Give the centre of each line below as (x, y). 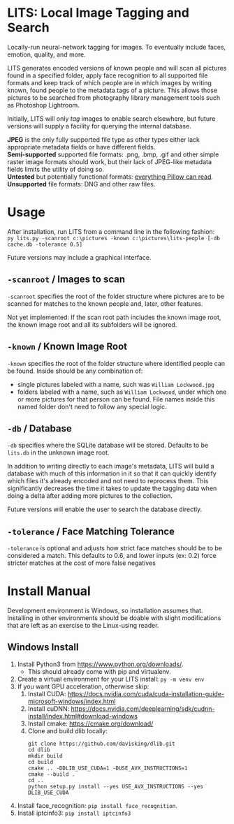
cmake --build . (51, 774)
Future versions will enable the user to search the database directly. (105, 509)
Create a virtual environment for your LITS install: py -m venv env (111, 679)
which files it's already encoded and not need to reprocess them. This (108, 481)
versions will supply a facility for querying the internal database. (100, 126)
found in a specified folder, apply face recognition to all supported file (108, 75)
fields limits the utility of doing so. (56, 169)
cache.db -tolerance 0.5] (45, 244)
